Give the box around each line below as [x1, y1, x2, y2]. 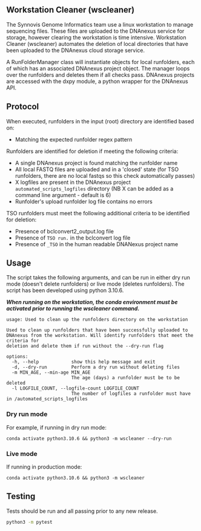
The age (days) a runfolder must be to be [71, 375, 180, 381]
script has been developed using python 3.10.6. [6, 287, 124, 294]
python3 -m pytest [6, 519, 53, 525]
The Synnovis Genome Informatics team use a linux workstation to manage [6, 21, 194, 28]
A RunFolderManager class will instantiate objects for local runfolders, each [6, 58, 195, 65]
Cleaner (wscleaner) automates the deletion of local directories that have [6, 40, 189, 47]
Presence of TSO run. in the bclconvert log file [15, 234, 131, 241]
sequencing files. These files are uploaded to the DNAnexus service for [6, 27, 185, 34]
